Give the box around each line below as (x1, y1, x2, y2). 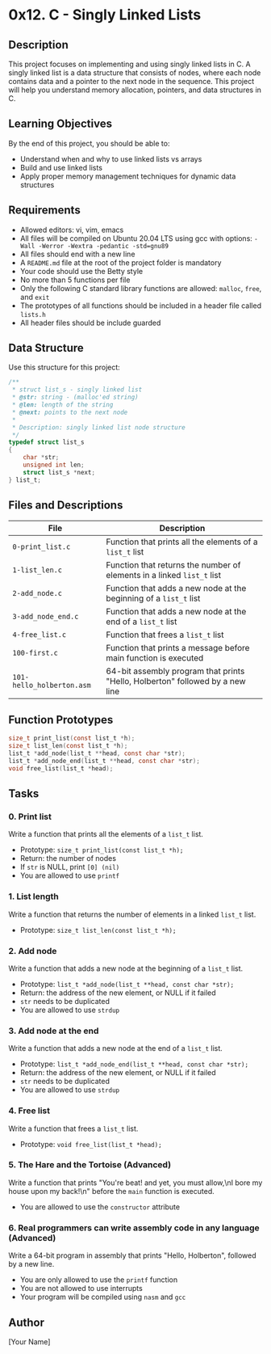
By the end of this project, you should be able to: (8, 138, 170, 148)
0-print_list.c (12, 542, 71, 551)
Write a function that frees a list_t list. (8, 1124, 139, 1133)
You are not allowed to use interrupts (19, 1284, 143, 1293)
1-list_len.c (12, 565, 63, 575)
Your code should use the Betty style (19, 266, 144, 276)
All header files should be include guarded (19, 318, 161, 327)
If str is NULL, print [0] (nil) (19, 863, 120, 872)
